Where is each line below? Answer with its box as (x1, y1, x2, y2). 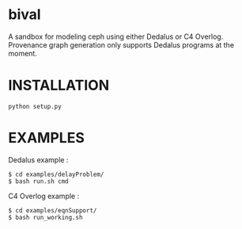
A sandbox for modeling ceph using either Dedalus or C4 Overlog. (8, 32, 224, 41)
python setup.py (8, 102, 62, 110)
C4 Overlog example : (8, 191, 80, 200)
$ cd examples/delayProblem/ (8, 170, 104, 178)
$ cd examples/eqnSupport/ (8, 206, 97, 215)
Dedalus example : (8, 155, 69, 164)
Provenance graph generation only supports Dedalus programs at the (8, 40, 235, 49)
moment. (8, 48, 37, 58)
